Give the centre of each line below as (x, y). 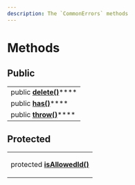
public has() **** (39, 103)
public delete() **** (44, 92)
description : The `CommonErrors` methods (68, 14)
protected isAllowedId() (50, 165)
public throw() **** (43, 114)
